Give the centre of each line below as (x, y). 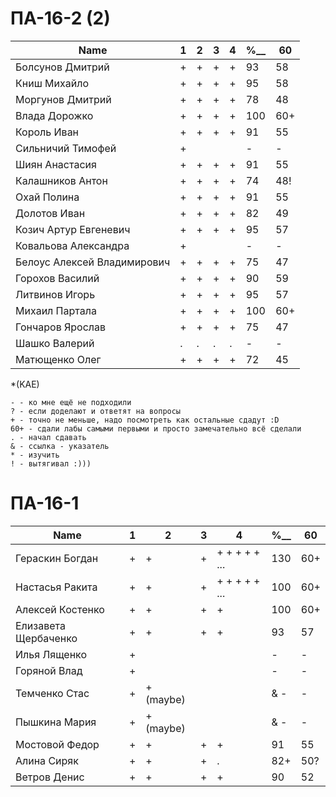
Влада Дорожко (54, 115)
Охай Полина (47, 197)
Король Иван (47, 132)
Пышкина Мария (56, 722)
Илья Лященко (51, 654)
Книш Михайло (52, 83)
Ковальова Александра (72, 245)
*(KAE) (25, 384)
